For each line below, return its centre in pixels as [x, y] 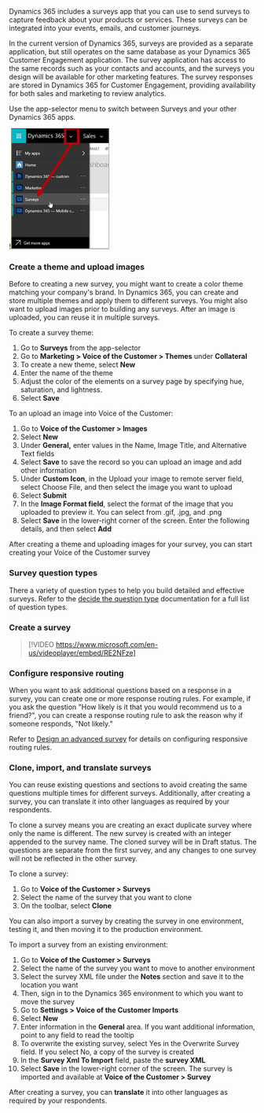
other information [48, 471]
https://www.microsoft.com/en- [107, 644]
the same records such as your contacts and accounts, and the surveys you [132, 68]
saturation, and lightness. [61, 390]
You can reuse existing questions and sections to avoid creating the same [128, 785]
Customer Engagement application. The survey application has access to [127, 60]
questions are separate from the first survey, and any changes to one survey [133, 850]
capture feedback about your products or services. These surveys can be [128, 20]
